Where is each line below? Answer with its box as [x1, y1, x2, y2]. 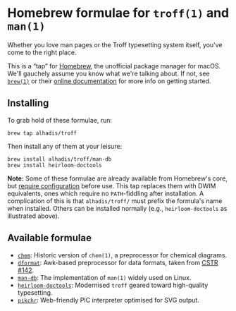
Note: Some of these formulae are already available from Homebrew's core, [7, 174, 228, 183]
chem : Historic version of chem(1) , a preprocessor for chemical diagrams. [17, 250, 228, 259]
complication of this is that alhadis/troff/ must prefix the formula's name [7, 196, 223, 205]
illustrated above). [7, 212, 60, 220]
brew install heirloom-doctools [7, 161, 102, 169]
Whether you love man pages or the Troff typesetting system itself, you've [7, 40, 223, 49]
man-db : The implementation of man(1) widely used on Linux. [17, 273, 192, 281]
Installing [7, 97, 49, 109]
